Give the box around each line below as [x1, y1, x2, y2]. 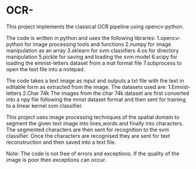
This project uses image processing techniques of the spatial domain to [6, 113, 180, 121]
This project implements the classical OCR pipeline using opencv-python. [6, 23, 184, 30]
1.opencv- [157, 34, 181, 41]
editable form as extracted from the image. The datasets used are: [6, 83, 167, 90]
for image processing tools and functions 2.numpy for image [24, 41, 171, 48]
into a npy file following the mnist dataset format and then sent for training [6, 95, 186, 103]
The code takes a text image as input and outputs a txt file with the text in [6, 77, 184, 84]
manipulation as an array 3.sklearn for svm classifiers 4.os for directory [6, 47, 180, 54]
